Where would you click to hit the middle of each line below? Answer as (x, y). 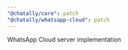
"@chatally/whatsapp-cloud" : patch (58, 20)
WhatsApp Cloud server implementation (64, 39)
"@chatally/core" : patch (43, 13)
